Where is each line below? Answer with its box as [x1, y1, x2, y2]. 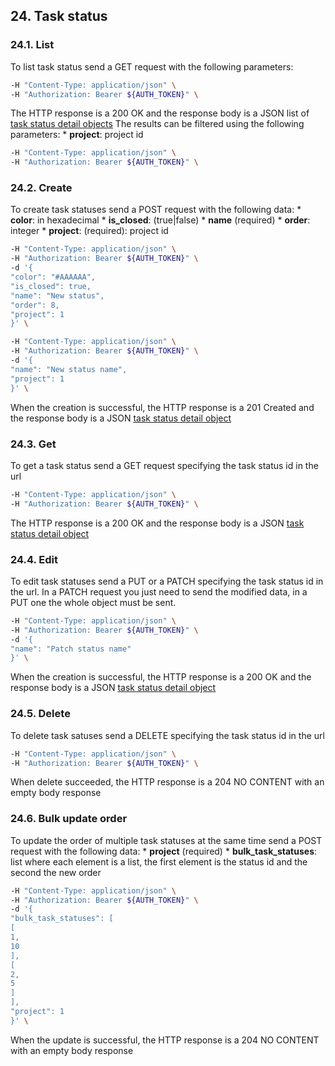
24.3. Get [10, 437, 57, 451]
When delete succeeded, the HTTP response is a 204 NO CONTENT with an [10, 776, 325, 788]
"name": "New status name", [10, 364, 128, 374]
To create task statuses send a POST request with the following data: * [10, 204, 302, 216]
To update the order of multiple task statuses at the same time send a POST [10, 834, 323, 846]
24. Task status [10, 8, 108, 25]
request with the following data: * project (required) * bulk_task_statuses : [10, 845, 318, 857]
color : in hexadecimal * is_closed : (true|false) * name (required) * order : [10, 214, 311, 226]
